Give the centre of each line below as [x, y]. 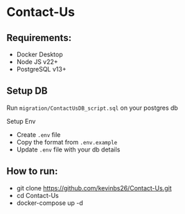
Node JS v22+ [37, 62]
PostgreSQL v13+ [41, 69]
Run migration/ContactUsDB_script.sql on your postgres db [92, 108]
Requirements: [39, 38]
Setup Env [21, 121]
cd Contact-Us [38, 195]
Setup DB [27, 91]
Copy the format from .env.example [67, 142]
